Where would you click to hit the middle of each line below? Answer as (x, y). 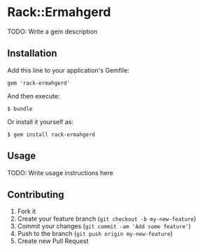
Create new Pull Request (53, 241)
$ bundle (20, 109)
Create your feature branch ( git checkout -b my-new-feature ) (107, 219)
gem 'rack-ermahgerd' (39, 83)
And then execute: (34, 96)
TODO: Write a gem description (52, 31)
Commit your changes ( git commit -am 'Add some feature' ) (104, 226)
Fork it (27, 212)
